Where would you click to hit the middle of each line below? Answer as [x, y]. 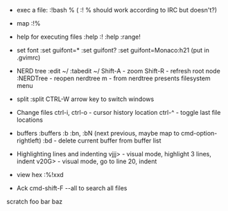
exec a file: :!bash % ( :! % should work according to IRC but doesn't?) [117, 10]
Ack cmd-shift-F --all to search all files [72, 188]
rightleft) [29, 140]
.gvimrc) [28, 57]
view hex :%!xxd [40, 175]
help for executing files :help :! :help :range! [79, 37]
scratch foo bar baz [35, 201]
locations [29, 120]
